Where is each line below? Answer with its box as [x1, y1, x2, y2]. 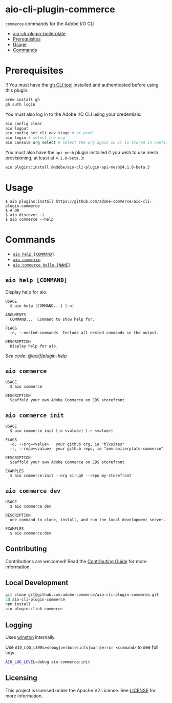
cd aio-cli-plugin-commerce [5, 597, 66, 602]
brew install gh [5, 97, 40, 102]
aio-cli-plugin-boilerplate [12, 30, 66, 36]
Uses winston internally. [5, 634, 56, 640]
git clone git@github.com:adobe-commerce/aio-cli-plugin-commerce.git [5, 592, 159, 597]
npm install [5, 602, 31, 607]
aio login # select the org [5, 135, 66, 140]
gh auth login [5, 101, 36, 107]
